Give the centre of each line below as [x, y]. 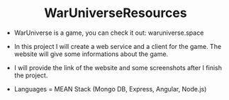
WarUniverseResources [116, 13]
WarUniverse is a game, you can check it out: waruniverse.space [109, 33]
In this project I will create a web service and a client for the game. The [118, 46]
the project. [31, 75]
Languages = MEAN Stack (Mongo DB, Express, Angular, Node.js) [110, 89]
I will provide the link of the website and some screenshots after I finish [118, 67]
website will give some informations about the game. [91, 54]
